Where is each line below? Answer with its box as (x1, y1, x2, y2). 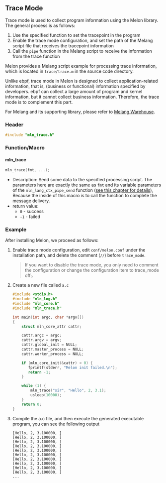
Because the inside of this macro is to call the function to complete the (12, 192, 158, 198)
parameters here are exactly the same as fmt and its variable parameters (12, 182, 162, 188)
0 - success (19, 208, 44, 214)
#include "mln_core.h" (12, 301, 60, 306)
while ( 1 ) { (21, 383, 46, 388)
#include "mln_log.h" (12, 296, 57, 302)
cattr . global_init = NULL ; (21, 342, 78, 348)
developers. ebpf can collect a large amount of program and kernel (5, 88, 143, 94)
